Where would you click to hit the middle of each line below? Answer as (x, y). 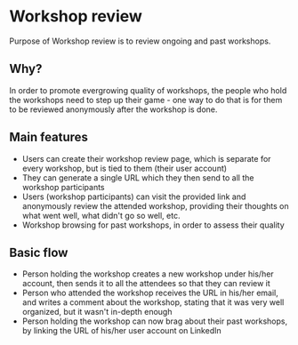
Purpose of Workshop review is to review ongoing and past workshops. (140, 41)
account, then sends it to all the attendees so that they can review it (146, 284)
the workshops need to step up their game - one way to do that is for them (146, 100)
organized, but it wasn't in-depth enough (97, 312)
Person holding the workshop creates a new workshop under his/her (148, 274)
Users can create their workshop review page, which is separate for (146, 158)
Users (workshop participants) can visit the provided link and (134, 197)
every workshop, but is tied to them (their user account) (125, 168)
